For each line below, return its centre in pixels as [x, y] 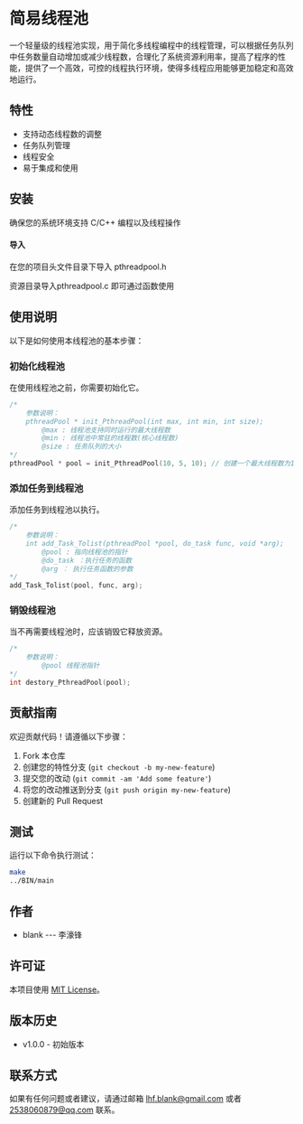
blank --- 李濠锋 [52, 935]
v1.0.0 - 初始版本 [53, 1044]
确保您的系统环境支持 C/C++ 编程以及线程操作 [95, 222]
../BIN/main [32, 881]
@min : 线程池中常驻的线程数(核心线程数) [110, 438]
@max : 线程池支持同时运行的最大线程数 [106, 430]
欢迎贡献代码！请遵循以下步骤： [69, 736]
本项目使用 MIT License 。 [57, 989]
